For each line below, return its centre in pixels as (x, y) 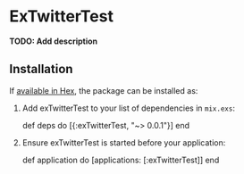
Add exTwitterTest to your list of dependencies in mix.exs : (128, 108)
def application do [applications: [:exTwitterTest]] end (121, 160)
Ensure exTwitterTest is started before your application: (124, 142)
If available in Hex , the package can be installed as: (104, 90)
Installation (41, 69)
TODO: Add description (54, 41)
